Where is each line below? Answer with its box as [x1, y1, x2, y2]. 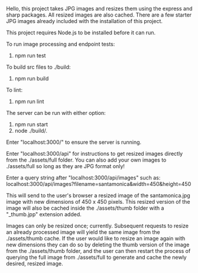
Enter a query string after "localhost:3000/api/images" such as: [6, 174, 161, 181]
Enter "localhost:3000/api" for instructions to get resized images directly [6, 150, 183, 157]
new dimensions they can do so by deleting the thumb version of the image [6, 241, 190, 248]
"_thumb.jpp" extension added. [6, 211, 82, 218]
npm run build [14, 75, 49, 82]
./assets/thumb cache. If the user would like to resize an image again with [6, 235, 186, 242]
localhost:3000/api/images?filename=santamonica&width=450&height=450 [6, 181, 191, 187]
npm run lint [14, 98, 44, 105]
